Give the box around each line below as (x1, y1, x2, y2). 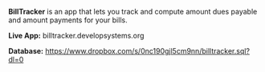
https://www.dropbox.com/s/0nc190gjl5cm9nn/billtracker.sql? (45, 46, 251, 55)
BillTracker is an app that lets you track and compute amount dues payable (8, 7, 258, 16)
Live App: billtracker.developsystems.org (8, 31, 145, 40)
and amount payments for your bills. (8, 15, 128, 25)
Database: (8, 46, 44, 55)
